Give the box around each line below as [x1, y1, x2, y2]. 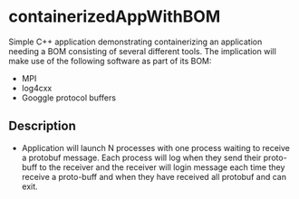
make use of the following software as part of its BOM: [8, 55, 212, 66]
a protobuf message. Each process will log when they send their [21, 152, 262, 163]
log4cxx [21, 82, 53, 93]
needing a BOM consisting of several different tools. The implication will [8, 45, 277, 56]
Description [8, 118, 76, 134]
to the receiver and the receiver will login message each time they [39, 161, 285, 173]
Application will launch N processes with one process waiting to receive [21, 142, 291, 153]
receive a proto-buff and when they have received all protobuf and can [21, 171, 287, 182]
